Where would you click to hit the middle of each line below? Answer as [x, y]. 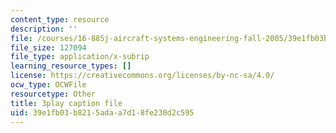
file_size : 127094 [48, 47]
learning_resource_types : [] [71, 66]
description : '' [44, 29]
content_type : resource [60, 19]
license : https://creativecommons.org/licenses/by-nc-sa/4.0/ [142, 76]
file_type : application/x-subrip [80, 57]
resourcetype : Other [53, 94]
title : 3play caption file [66, 103]
